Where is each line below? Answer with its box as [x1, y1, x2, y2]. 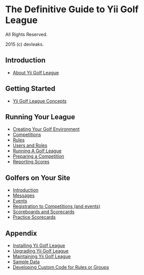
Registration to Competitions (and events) [12, 203, 101, 210]
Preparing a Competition [12, 153, 65, 159]
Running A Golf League [12, 148, 62, 154]
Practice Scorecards [12, 214, 56, 220]
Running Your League [5, 112, 76, 121]
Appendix [5, 229, 37, 238]
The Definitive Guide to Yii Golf [5, 4, 139, 15]
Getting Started [5, 84, 56, 93]
